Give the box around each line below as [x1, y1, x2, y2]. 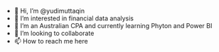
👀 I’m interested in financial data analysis [14, 14, 134, 22]
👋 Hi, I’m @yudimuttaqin [14, 7, 85, 15]
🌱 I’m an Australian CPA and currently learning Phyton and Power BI [14, 22, 213, 30]
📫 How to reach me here [14, 37, 88, 45]
